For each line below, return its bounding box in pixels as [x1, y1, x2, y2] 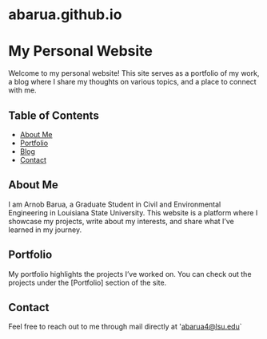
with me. [8, 85, 38, 95]
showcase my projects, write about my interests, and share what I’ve [8, 216, 234, 226]
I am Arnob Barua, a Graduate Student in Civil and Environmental [8, 199, 221, 209]
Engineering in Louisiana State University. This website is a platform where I [8, 207, 258, 217]
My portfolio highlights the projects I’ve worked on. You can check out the [8, 269, 252, 278]
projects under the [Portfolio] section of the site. [8, 278, 167, 287]
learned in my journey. [8, 225, 82, 235]
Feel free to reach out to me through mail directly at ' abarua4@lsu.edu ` [8, 321, 242, 332]
